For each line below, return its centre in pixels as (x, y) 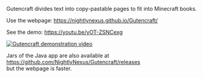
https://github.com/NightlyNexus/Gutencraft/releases (73, 62)
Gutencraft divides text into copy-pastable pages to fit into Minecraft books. (101, 9)
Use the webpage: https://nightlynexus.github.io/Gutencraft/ (82, 20)
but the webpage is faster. (39, 68)
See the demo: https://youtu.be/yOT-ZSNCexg (65, 32)
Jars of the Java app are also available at (58, 56)
